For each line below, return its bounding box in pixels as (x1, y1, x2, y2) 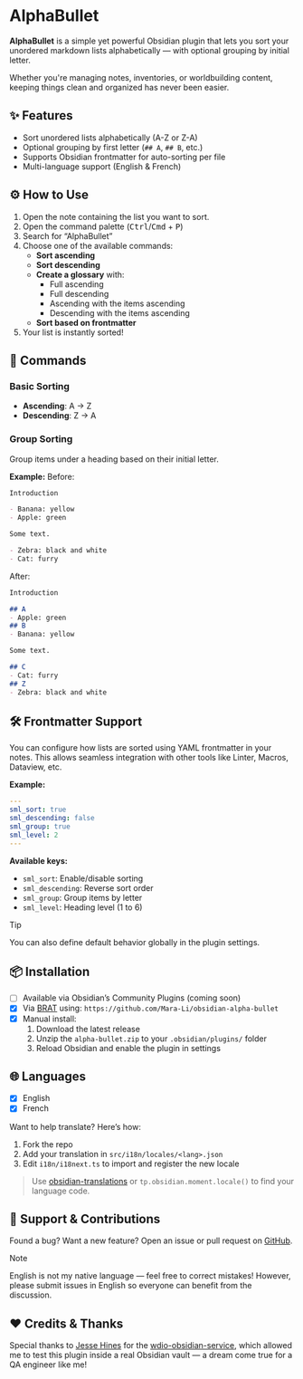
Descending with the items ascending (49, 307, 190, 318)
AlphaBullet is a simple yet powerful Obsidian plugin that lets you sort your (9, 35, 289, 46)
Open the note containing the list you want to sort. (22, 211, 210, 222)
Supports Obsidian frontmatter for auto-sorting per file (22, 151, 226, 162)
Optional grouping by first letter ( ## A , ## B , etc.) (22, 141, 204, 152)
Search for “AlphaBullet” (22, 230, 113, 241)
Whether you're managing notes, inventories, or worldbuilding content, (9, 72, 273, 82)
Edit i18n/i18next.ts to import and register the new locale (22, 1158, 240, 1169)
